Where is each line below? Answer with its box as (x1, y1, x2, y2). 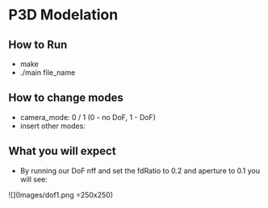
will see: (19, 174, 48, 184)
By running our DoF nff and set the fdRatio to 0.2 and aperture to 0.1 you (19, 165, 261, 175)
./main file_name (19, 68, 76, 77)
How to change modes (8, 91, 124, 105)
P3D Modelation (8, 6, 119, 24)
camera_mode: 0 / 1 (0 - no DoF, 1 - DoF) (19, 112, 156, 122)
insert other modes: (19, 121, 86, 131)
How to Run (8, 38, 68, 52)
